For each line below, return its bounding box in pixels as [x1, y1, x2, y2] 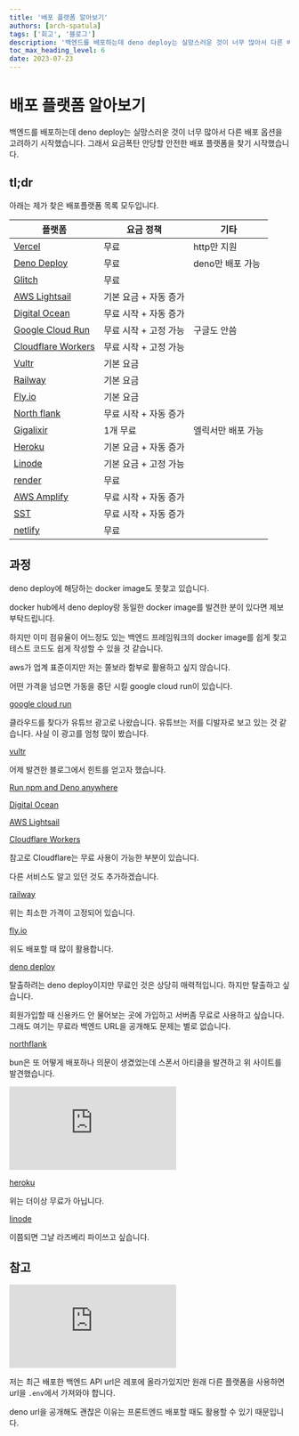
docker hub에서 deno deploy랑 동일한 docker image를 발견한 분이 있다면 [9, 602, 268, 613]
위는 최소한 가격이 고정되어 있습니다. [9, 907, 135, 918]
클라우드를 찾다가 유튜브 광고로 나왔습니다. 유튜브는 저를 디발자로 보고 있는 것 [9, 717, 278, 727]
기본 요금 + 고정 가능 [103, 458, 185, 470]
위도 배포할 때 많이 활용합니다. [9, 943, 114, 953]
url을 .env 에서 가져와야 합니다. [9, 1388, 116, 1399]
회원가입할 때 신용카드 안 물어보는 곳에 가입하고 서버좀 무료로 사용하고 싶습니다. [9, 1010, 285, 1020]
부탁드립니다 [9, 613, 53, 623]
